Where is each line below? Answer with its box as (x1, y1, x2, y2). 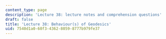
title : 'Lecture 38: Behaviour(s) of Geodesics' (5, 21, 112, 27)
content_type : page (5, 7, 47, 13)
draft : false (5, 17, 33, 22)
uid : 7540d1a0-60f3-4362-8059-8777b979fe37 (5, 26, 100, 31)
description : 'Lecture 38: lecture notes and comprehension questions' (5, 12, 162, 17)
